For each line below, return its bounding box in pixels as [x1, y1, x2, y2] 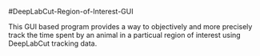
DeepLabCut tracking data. [8, 39, 98, 48]
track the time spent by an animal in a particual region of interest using [8, 31, 242, 39]
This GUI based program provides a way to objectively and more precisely [8, 22, 253, 31]
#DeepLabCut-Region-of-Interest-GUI [8, 7, 134, 16]
